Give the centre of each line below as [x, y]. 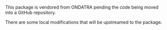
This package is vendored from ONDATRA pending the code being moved [82, 7]
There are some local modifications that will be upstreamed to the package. [84, 22]
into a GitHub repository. [31, 12]
